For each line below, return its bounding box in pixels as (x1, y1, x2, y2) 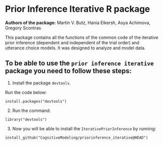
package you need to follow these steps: (5, 67, 132, 75)
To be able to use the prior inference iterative (5, 59, 154, 67)
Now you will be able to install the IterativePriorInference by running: (12, 125, 156, 131)
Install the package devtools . (12, 80, 71, 86)
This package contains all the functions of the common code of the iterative (5, 34, 159, 40)
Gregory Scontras (5, 25, 41, 30)
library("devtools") (5, 117, 48, 122)
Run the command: (12, 107, 51, 114)
